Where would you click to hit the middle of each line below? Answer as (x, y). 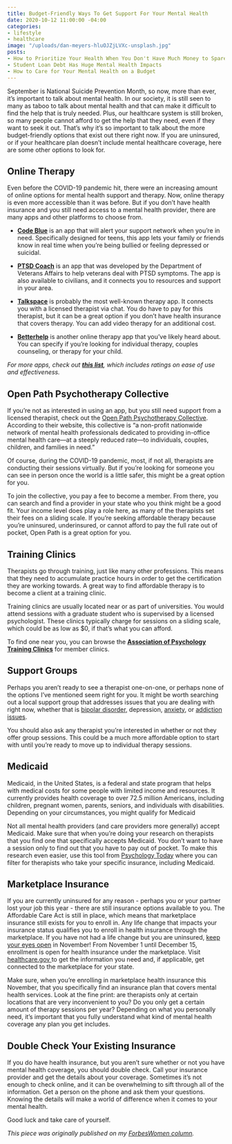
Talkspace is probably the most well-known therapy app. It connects (115, 302)
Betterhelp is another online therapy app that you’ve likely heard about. (119, 337)
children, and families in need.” (51, 447)
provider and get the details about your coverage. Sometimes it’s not (105, 1077)
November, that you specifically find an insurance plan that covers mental (112, 987)
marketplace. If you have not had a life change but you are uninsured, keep (114, 938)
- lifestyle (24, 33)
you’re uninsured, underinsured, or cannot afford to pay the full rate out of (113, 525)
